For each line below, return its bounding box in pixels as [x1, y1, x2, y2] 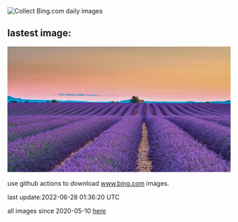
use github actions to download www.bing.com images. [7, 179, 170, 188]
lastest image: [7, 27, 72, 39]
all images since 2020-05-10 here [7, 206, 106, 216]
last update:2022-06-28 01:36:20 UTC [7, 193, 120, 201]
